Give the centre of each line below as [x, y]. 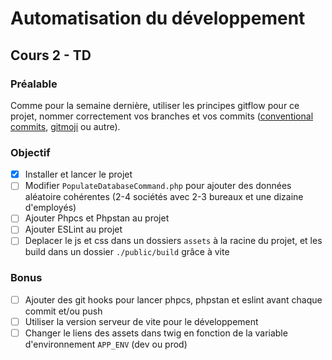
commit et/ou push [63, 311]
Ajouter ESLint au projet [73, 229]
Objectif [30, 152]
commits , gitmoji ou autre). [65, 126]
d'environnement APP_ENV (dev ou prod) [106, 344]
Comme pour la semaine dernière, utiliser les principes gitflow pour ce [155, 105]
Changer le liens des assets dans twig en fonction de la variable [156, 333]
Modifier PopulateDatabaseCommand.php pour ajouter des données [158, 186]
